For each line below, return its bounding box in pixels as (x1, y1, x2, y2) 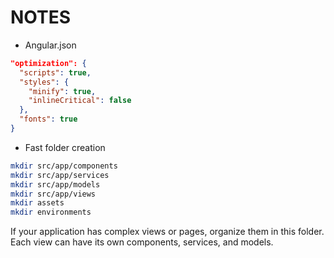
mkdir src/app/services (10, 170, 110, 180)
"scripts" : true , (19, 67, 92, 78)
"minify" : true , (28, 86, 97, 96)
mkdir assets (10, 198, 65, 208)
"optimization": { (10, 58, 87, 68)
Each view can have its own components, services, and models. (10, 236, 274, 248)
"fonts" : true (19, 114, 78, 125)
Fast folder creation (24, 141, 106, 153)
